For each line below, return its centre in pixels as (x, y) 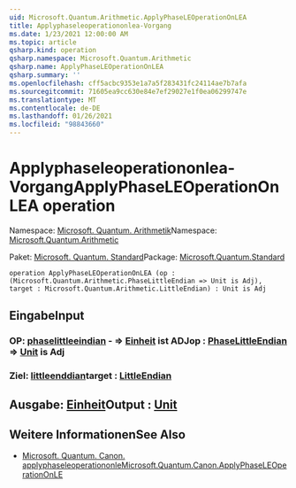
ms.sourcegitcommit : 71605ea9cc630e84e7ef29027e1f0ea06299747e (128, 91)
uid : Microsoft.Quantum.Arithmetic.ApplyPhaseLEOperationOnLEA (128, 17)
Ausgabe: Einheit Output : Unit (93, 404)
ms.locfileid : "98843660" (57, 125)
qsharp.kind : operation (53, 50)
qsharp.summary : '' (45, 75)
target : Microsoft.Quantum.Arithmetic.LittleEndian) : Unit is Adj (138, 289)
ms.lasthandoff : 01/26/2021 (61, 116)
